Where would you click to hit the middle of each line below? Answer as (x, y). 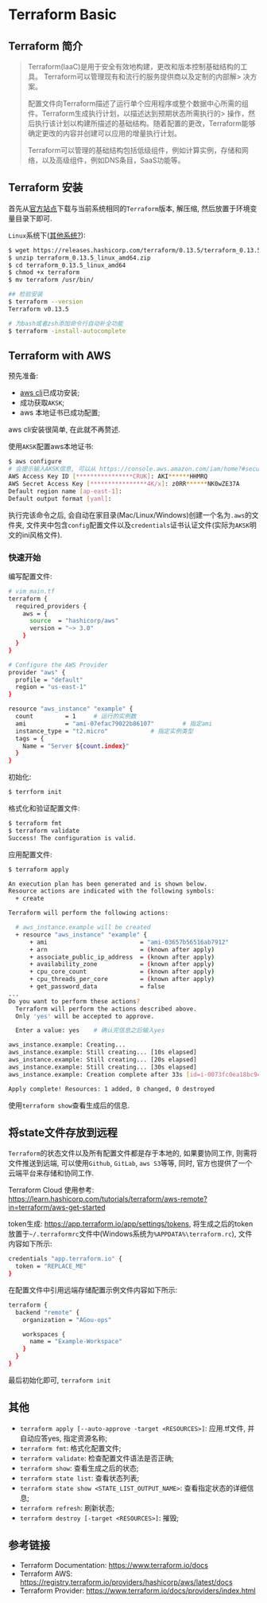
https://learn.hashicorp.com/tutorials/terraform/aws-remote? (108, 1199)
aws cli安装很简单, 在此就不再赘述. (64, 430)
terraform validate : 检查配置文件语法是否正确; (97, 1458)
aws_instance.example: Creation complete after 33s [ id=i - (108, 1074)
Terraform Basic (63, 15)
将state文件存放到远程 (63, 1132)
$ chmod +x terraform (44, 272)
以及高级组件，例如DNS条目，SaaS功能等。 (113, 160)
